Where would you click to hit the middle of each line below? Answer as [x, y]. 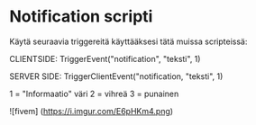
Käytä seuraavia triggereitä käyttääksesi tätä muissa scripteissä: [128, 41]
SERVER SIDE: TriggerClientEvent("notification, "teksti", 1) [116, 76]
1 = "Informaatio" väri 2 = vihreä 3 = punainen [94, 94]
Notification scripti [81, 17]
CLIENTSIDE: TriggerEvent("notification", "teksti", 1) [105, 58]
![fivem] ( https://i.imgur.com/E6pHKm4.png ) [91, 111]
